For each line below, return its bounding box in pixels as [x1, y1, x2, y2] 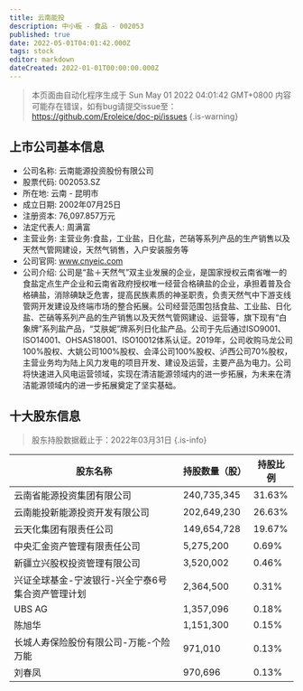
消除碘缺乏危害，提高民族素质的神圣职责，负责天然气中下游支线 [53, 289, 291, 300]
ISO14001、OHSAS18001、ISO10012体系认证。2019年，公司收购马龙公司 [22, 334, 293, 345]
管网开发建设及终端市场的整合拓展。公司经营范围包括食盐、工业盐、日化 [22, 300, 291, 312]
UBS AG [14, 602, 48, 615]
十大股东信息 [9, 408, 81, 425]
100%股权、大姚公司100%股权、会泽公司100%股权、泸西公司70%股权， [22, 345, 293, 357]
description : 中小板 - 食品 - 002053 [9, 22, 144, 31]
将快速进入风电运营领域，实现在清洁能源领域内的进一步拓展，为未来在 [22, 368, 284, 379]
